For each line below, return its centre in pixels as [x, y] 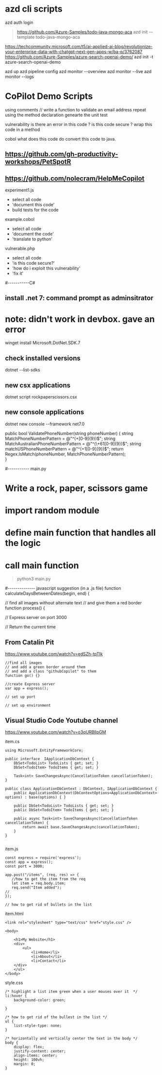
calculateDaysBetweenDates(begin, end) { [47, 593]
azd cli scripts [34, 9]
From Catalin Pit [30, 642]
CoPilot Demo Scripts [49, 96]
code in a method [23, 129]
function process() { [25, 608]
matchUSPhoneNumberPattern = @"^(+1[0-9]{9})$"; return [64, 449]
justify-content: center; [40, 1051]
